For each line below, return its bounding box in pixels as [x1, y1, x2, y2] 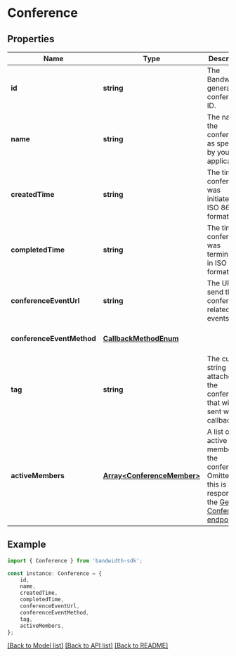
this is [206, 480, 227, 489]
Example [7, 539, 46, 551]
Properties [7, 33, 55, 45]
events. [206, 314, 232, 323]
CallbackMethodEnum [103, 334, 179, 343]
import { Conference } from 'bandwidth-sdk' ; [7, 557, 143, 564]
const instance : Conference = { [7, 570, 102, 577]
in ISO [206, 258, 227, 268]
